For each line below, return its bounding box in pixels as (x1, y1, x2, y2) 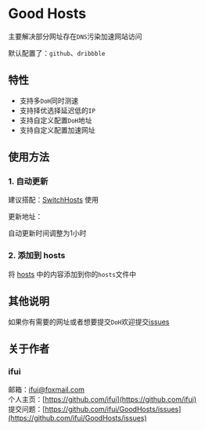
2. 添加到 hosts (8, 250, 66, 261)
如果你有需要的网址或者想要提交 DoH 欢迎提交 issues (8, 317, 170, 326)
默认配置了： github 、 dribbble (8, 48, 106, 57)
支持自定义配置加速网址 (19, 125, 95, 134)
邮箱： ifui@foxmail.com (8, 385, 85, 395)
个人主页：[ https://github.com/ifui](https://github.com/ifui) (8, 395, 197, 404)
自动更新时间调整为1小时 (8, 228, 87, 238)
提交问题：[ (8, 405, 45, 414)
